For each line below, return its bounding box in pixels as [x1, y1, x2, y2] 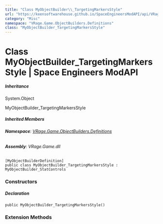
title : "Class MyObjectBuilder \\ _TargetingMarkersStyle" [5, 7, 123, 12]
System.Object [5, 95, 34, 101]
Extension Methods [5, 214, 52, 221]
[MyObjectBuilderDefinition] [5, 159, 64, 164]
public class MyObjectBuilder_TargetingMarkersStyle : [5, 163, 118, 168]
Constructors [5, 178, 37, 185]
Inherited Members [5, 116, 45, 122]
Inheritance [5, 83, 29, 89]
